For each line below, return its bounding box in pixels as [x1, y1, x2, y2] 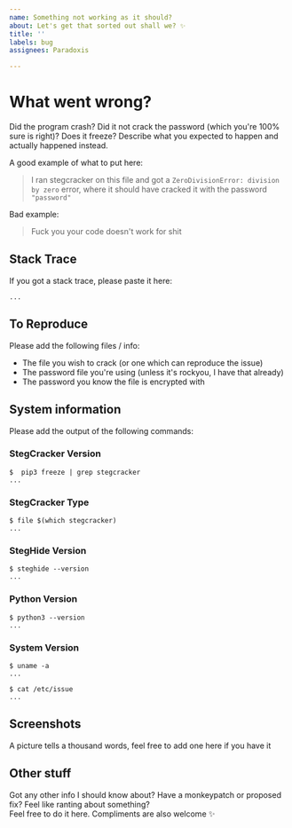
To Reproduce [9, 317, 89, 332]
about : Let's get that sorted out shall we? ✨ [9, 21, 186, 30]
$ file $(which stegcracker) [9, 517, 117, 525]
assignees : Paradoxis [9, 46, 90, 55]
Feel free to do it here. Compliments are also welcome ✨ [9, 808, 216, 819]
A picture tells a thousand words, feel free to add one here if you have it [9, 740, 272, 751]
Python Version [9, 593, 78, 605]
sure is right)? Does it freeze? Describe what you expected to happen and [9, 130, 279, 142]
